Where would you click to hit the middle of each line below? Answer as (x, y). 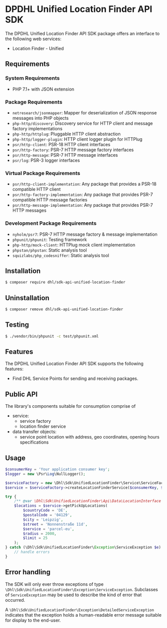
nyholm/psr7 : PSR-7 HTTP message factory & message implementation (85, 234)
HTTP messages (29, 210)
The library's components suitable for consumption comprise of (70, 406)
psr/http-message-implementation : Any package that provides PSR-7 (83, 205)
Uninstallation (27, 298)
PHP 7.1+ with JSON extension (43, 89)
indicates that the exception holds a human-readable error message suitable (83, 615)
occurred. (15, 600)
